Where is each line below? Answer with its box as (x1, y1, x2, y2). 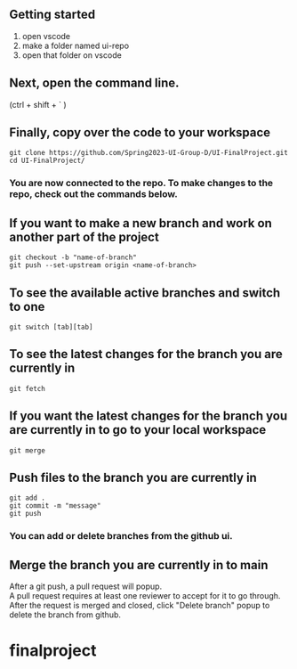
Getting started (9, 7, 96, 22)
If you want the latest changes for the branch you (9, 409, 287, 424)
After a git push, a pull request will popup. (9, 581, 163, 591)
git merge (9, 445, 46, 455)
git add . (9, 494, 46, 502)
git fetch (9, 384, 46, 393)
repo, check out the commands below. (9, 188, 178, 200)
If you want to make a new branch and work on (9, 216, 273, 231)
